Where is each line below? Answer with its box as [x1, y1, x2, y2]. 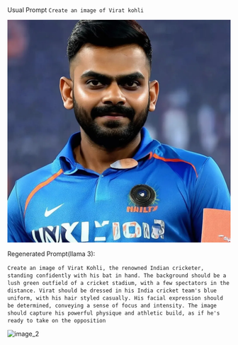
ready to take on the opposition [7, 317, 106, 324]
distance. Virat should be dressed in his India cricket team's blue [7, 287, 217, 294]
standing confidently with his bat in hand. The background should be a [7, 271, 227, 279]
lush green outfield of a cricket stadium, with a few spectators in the [7, 279, 230, 286]
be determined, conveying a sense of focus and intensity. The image [7, 302, 217, 309]
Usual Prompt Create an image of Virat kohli [7, 6, 144, 14]
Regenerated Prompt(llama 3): [7, 250, 96, 258]
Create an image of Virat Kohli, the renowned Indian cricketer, [7, 264, 204, 271]
